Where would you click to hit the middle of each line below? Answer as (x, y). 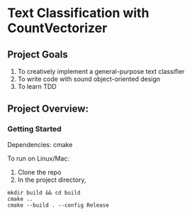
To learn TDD (37, 86)
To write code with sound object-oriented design (89, 79)
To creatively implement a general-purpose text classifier (101, 71)
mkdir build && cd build (44, 193)
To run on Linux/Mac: (38, 158)
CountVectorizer (57, 28)
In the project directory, (52, 180)
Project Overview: (48, 109)
